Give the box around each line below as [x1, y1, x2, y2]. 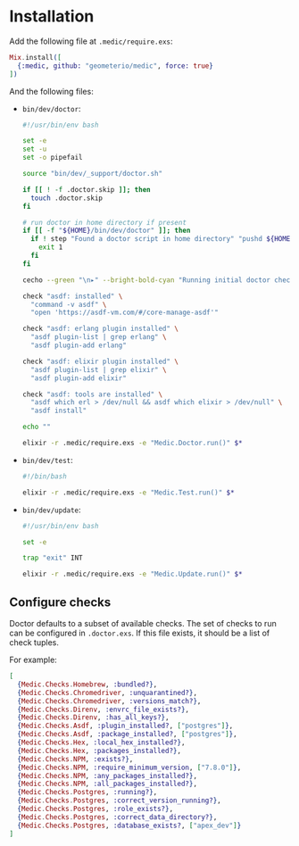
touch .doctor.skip [30, 194, 103, 203]
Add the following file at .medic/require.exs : [9, 36, 173, 46]
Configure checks [9, 594, 112, 610]
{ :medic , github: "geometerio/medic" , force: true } [17, 61, 214, 70]
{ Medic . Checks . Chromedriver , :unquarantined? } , [17, 688, 198, 697]
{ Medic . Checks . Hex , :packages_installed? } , [17, 746, 181, 755]
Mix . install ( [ [9, 53, 62, 62]
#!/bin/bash [21, 471, 67, 481]
